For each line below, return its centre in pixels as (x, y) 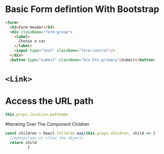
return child (23, 142)
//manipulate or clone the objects (47, 138)
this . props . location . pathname (37, 114)
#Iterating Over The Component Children (47, 124)
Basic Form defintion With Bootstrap (82, 9)
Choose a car (32, 41)
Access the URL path (49, 101)
